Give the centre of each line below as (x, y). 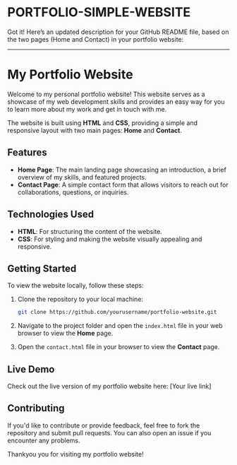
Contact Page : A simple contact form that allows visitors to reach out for (123, 184)
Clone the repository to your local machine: (80, 299)
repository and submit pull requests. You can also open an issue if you (109, 432)
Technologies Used (50, 214)
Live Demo (31, 369)
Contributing (36, 408)
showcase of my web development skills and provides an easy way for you (116, 101)
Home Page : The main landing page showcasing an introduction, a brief (122, 170)
